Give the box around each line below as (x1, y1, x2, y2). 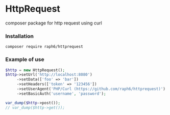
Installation (5, 33, 34, 40)
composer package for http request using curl (5, 20, 102, 26)
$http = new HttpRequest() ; (5, 67, 65, 73)
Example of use (5, 56, 44, 63)
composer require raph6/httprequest (5, 44, 83, 49)
